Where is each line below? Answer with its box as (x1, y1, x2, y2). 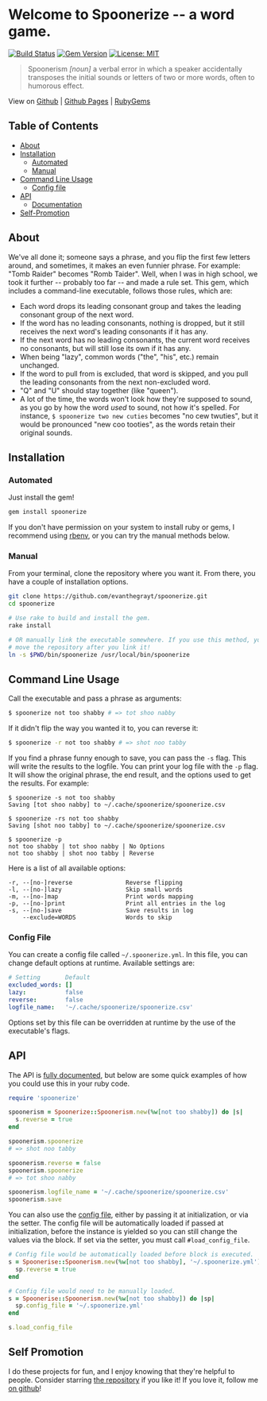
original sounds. (19, 427, 73, 438)
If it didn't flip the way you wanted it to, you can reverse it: (8, 724, 199, 733)
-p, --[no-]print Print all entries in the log (8, 900, 226, 908)
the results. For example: (8, 778, 90, 788)
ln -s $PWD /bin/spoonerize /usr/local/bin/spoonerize (8, 650, 191, 658)
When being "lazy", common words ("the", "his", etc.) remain (19, 352, 219, 361)
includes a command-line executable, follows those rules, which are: (8, 286, 233, 295)
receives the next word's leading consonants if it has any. (19, 326, 208, 336)
